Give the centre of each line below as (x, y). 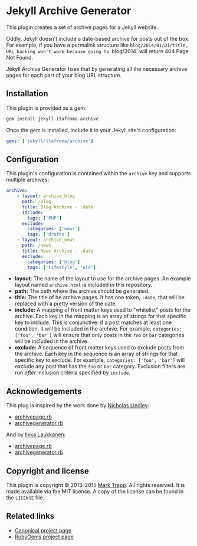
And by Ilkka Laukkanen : (36, 434)
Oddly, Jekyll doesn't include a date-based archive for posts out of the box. (98, 38)
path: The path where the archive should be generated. (82, 291)
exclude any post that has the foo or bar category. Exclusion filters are (100, 367)
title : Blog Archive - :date (58, 207)
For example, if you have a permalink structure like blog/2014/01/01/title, (97, 45)
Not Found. (20, 57)
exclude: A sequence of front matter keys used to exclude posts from (99, 348)
